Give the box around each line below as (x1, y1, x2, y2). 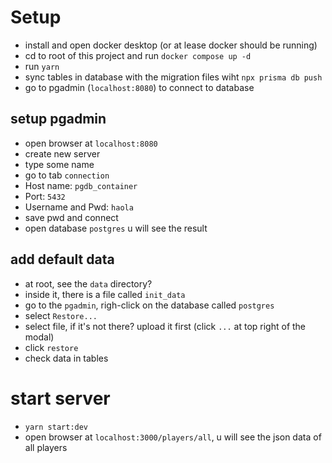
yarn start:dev (24, 422, 89, 432)
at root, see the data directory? (24, 277, 153, 290)
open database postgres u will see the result (24, 222, 208, 234)
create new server (24, 147, 101, 160)
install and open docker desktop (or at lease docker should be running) (24, 39, 318, 51)
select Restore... (24, 309, 98, 321)
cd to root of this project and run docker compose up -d (24, 49, 252, 61)
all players (24, 441, 68, 453)
